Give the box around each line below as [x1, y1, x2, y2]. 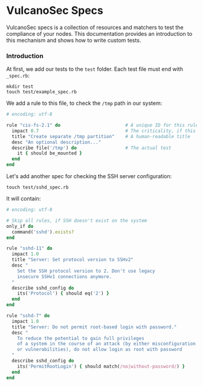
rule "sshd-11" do [6, 245, 53, 251]
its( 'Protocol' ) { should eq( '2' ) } [17, 290, 110, 297]
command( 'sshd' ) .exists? [11, 228, 74, 235]
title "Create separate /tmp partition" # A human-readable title [11, 133, 190, 139]
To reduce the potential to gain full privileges [17, 335, 145, 341]
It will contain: [6, 195, 41, 202]
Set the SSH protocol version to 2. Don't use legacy [17, 268, 155, 274]
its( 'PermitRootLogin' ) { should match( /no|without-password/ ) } [17, 363, 185, 370]
